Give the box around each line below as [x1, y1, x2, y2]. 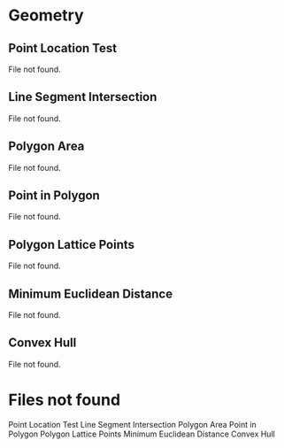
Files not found [8, 390, 121, 410]
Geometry [8, 5, 85, 26]
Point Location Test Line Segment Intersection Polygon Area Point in [8, 419, 257, 429]
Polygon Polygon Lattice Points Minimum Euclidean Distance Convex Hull [8, 429, 275, 439]
